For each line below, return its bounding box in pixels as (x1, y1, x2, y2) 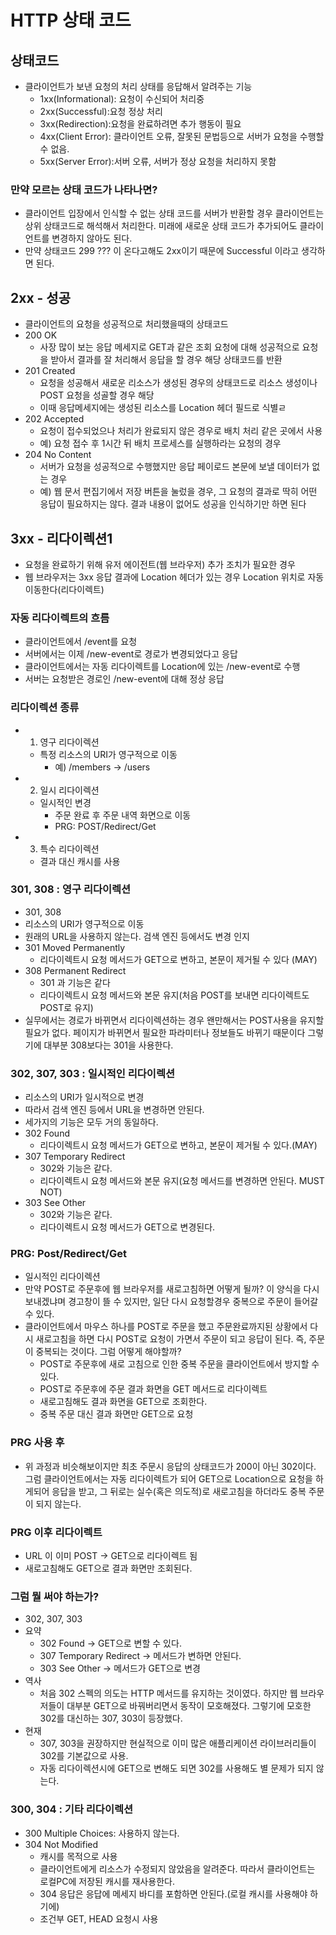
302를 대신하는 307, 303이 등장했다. (39, 1712, 183, 1725)
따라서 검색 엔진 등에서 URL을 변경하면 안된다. (24, 1104, 205, 1116)
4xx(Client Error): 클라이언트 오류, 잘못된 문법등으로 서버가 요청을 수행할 (39, 131, 325, 142)
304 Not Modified (24, 1838, 99, 1850)
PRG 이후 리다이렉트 (10, 1525, 103, 1539)
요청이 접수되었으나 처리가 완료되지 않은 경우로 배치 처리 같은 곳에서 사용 (39, 425, 323, 437)
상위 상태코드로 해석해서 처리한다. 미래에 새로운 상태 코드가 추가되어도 (24, 220, 298, 232)
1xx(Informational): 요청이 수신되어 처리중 (39, 93, 205, 105)
